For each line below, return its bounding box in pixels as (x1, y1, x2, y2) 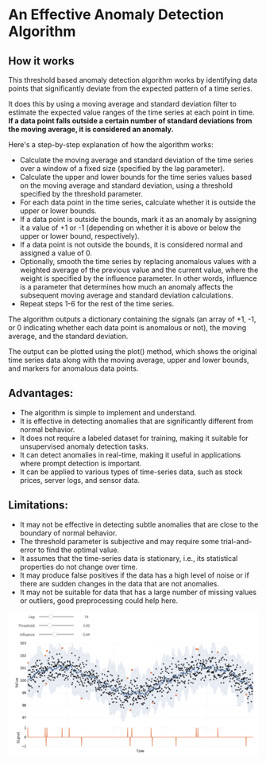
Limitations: (8, 499, 69, 512)
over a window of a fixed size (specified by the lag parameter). (19, 164, 226, 173)
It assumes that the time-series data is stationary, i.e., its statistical (19, 553, 238, 563)
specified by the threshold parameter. (19, 189, 143, 198)
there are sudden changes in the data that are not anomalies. (19, 578, 220, 588)
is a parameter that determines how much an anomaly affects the (19, 282, 233, 291)
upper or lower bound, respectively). (19, 232, 140, 240)
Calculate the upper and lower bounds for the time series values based (19, 173, 253, 181)
